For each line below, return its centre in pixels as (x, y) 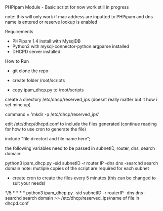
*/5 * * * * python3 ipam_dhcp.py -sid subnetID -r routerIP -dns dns (74, 193)
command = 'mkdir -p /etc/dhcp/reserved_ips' (52, 114)
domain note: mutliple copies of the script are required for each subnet (77, 168)
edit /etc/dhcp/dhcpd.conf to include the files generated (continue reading (81, 124)
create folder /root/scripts (39, 80)
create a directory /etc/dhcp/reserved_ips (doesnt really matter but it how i (81, 99)
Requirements (19, 31)
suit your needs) (29, 183)
